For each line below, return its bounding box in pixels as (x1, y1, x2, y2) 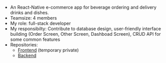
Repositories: (10, 42, 38, 47)
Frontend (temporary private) (17, 47, 79, 53)
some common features (10, 36, 60, 42)
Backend (17, 52, 37, 58)
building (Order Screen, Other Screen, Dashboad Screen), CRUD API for (10, 31, 161, 37)
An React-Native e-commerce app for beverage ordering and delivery (10, 5, 157, 10)
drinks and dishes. (10, 10, 49, 16)
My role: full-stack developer (10, 20, 71, 26)
